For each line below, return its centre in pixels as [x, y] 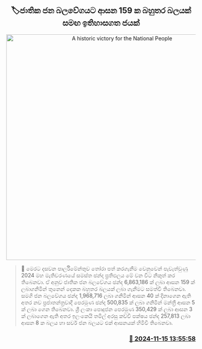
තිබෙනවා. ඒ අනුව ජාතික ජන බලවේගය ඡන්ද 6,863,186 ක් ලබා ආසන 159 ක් [108, 282]
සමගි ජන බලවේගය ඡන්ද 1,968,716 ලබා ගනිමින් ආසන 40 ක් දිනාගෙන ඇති [106, 295]
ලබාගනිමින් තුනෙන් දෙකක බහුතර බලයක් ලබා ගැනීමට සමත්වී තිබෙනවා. [103, 289]
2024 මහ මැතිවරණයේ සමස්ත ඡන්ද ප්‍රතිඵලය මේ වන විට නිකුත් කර [98, 275]
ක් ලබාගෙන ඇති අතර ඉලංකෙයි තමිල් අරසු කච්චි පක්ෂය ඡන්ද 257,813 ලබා [106, 316]
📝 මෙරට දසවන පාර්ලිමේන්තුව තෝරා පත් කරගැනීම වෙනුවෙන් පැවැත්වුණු [104, 268]
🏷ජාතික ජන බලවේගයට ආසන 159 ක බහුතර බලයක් [101, 11]
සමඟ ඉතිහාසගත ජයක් [101, 23]
